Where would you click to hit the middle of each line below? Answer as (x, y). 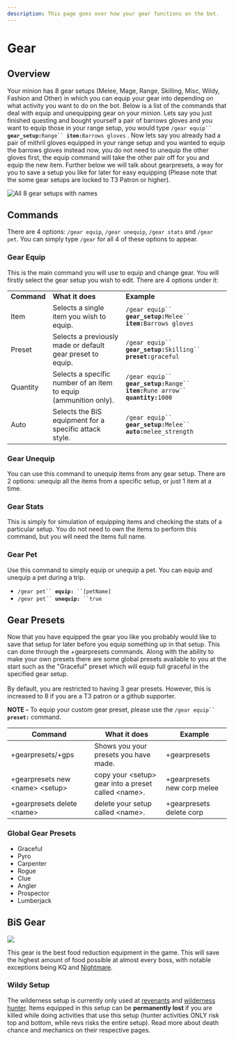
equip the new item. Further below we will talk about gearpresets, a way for (115, 165)
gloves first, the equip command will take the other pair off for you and (109, 157)
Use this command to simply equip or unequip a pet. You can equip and (110, 570)
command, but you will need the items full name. (77, 537)
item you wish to (79, 316)
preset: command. (34, 717)
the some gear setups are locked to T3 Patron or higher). (89, 179)
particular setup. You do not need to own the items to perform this (102, 529)
